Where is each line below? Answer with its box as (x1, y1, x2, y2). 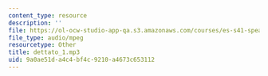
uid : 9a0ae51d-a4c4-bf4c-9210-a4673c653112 (8, 56, 156, 64)
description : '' (8, 19, 62, 27)
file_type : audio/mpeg (8, 33, 84, 42)
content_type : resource (8, 11, 88, 20)
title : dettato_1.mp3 (8, 48, 81, 56)
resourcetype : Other (8, 41, 77, 49)
